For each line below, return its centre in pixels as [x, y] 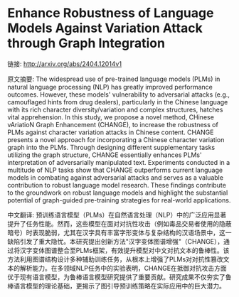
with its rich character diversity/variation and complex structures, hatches [115, 109]
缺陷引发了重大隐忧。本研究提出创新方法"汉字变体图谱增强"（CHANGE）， [116, 241]
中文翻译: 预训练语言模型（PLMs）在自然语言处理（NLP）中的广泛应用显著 [117, 215]
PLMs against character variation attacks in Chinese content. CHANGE [111, 132]
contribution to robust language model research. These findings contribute [117, 185]
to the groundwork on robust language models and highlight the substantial [118, 193]
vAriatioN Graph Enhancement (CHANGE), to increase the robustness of [113, 124]
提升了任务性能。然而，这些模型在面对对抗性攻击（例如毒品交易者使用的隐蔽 [119, 223]
